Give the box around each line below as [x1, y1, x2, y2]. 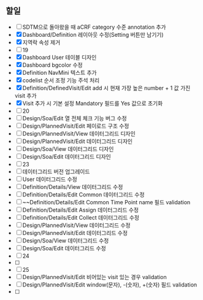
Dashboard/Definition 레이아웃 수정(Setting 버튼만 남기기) [22, 31, 164, 38]
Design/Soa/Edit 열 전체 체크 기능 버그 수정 [22, 114, 127, 121]
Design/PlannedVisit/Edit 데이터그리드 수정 [22, 229, 128, 236]
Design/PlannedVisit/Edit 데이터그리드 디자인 [22, 137, 133, 145]
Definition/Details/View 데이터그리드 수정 [22, 183, 123, 190]
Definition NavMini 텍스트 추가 [22, 69, 97, 76]
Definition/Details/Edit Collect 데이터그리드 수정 [22, 213, 139, 221]
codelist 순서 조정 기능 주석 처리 [22, 76, 100, 84]
